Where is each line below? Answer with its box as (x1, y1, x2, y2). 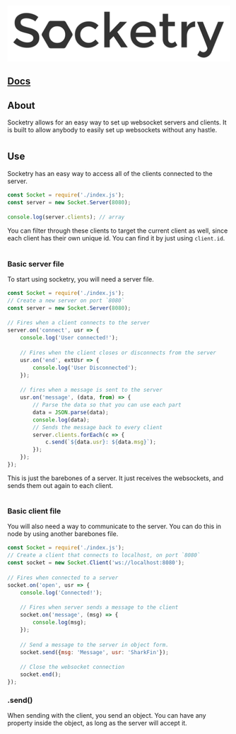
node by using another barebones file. (7, 530, 119, 538)
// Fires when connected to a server (7, 574, 119, 581)
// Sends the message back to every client (33, 424, 163, 431)
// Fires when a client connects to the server (7, 320, 151, 327)
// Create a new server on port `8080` (7, 297, 125, 304)
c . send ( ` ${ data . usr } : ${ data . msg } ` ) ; (45, 438, 157, 446)
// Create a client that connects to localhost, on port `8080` (7, 552, 201, 559)
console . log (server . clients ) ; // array (7, 214, 125, 221)
